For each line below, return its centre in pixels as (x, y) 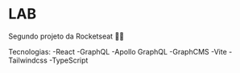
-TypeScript (69, 60)
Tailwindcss (28, 60)
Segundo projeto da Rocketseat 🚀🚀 (66, 36)
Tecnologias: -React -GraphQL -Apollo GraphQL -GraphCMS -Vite (118, 51)
